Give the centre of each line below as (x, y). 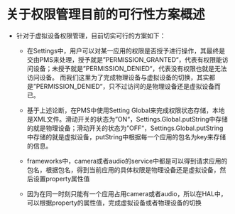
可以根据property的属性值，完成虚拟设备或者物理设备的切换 (114, 203)
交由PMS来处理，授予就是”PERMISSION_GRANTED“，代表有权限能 (124, 59)
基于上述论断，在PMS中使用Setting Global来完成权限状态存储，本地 (126, 110)
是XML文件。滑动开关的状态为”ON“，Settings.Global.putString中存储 (127, 119)
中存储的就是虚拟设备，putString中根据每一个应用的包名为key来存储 (126, 137)
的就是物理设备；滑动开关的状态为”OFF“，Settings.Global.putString (125, 128)
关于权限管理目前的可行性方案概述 (106, 15)
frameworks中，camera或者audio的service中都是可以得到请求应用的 (127, 161)
